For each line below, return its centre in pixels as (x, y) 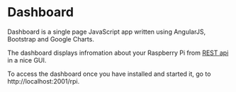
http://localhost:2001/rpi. (44, 81)
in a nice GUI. (27, 60)
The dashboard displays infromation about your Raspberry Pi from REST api (118, 53)
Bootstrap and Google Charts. (51, 39)
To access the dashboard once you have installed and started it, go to (109, 74)
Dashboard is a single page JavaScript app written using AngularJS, (107, 32)
